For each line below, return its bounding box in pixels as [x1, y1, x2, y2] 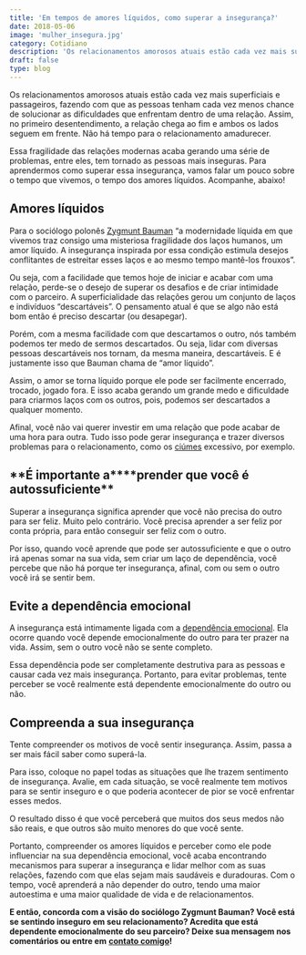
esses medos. [9, 796, 62, 806]
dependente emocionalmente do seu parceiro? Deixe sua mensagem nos [9, 926, 291, 937]
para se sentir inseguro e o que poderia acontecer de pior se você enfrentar [9, 786, 295, 797]
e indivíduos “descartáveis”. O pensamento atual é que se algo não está [9, 301, 279, 312]
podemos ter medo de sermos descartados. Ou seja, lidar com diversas [9, 338, 279, 349]
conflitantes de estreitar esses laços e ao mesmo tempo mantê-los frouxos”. [9, 254, 296, 265]
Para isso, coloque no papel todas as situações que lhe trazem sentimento [9, 766, 289, 777]
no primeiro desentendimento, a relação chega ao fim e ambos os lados [9, 118, 280, 128]
